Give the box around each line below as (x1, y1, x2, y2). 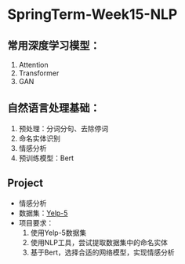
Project (7, 177, 44, 190)
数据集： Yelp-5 (18, 208, 68, 218)
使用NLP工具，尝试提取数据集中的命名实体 (30, 237, 168, 247)
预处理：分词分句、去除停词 (18, 123, 109, 133)
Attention (18, 60, 49, 69)
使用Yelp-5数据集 (30, 228, 87, 237)
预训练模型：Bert (18, 153, 74, 163)
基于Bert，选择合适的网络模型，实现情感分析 (30, 247, 175, 257)
